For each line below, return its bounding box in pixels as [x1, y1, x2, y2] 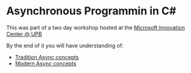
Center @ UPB [6, 30, 42, 37]
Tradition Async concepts [14, 53, 80, 60]
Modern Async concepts [14, 60, 77, 67]
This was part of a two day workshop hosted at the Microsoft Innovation [6, 24, 185, 31]
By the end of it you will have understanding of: [6, 42, 124, 49]
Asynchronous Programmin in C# [6, 4, 177, 18]
